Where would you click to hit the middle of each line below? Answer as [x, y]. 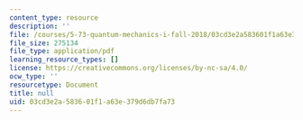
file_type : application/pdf [62, 51]
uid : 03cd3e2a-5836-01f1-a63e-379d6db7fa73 [92, 102]
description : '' [40, 26]
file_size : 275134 [44, 43]
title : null [32, 93]
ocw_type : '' [34, 77]
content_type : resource [54, 18]
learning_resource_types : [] [64, 60]
